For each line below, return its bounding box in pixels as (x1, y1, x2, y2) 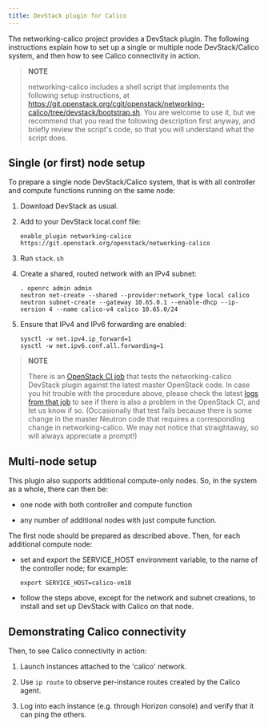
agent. (19, 686, 42, 696)
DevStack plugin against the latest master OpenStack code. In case (27, 380, 250, 390)
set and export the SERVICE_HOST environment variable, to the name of (19, 555, 258, 565)
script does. (27, 133, 68, 143)
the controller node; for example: (19, 563, 129, 573)
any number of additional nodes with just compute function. (19, 515, 218, 525)
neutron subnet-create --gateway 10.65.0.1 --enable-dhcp (19, 298, 218, 307)
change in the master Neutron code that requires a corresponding (27, 414, 246, 424)
